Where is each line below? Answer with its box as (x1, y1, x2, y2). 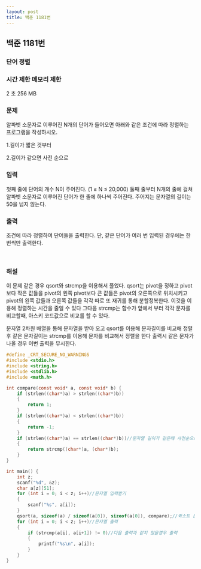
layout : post (6, 8, 39, 15)
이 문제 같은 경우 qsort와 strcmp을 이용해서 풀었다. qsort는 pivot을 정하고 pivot (6, 282, 193, 289)
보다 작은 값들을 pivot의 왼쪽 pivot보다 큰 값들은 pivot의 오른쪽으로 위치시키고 (6, 289, 188, 297)
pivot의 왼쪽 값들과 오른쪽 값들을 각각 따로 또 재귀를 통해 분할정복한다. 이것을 (6, 297, 186, 304)
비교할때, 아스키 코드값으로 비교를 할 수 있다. (6, 312, 110, 319)
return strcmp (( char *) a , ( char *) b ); (28, 447, 119, 453)
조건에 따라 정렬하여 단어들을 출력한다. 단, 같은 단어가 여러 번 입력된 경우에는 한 (6, 232, 191, 239)
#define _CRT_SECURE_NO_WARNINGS (6, 352, 90, 358)
